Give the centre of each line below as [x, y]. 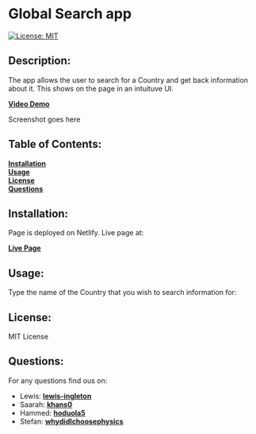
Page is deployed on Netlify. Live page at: [76, 233]
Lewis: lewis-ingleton [55, 396]
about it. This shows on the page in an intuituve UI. [91, 88]
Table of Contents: [55, 144]
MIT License [29, 336]
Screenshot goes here [44, 119]
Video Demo [29, 103]
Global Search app [70, 14]
